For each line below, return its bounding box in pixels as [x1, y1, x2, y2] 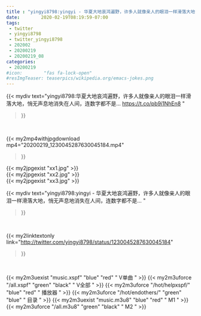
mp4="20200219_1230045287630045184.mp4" [6, 142, 124, 149]
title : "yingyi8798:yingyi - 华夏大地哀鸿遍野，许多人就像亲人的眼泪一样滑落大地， [6, 8, 200, 15]
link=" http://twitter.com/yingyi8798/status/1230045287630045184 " [6, 238, 173, 246]
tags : [6, 20, 20, 26]
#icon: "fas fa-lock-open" [6, 70, 93, 76]
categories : [6, 59, 36, 65]
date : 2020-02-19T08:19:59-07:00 [6, 14, 109, 20]
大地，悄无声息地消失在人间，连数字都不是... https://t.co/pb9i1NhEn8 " [11, 100, 185, 108]
